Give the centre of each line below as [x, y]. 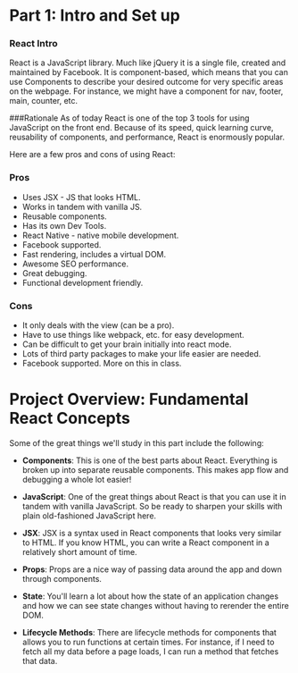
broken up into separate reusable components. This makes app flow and [155, 470]
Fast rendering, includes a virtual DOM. [94, 254]
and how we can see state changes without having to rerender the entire [156, 606]
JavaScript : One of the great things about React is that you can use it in [154, 497]
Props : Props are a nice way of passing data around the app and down [152, 569]
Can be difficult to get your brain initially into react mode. [127, 344]
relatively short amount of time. [79, 552]
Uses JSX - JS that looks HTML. [81, 197]
